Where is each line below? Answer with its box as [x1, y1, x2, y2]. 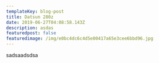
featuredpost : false [6, 30, 57, 36]
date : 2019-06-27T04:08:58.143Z [6, 19, 85, 25]
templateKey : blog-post [6, 8, 65, 15]
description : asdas [6, 24, 54, 31]
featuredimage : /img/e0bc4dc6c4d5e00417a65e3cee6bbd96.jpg [6, 36, 154, 41]
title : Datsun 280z [6, 14, 54, 20]
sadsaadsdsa [6, 52, 38, 58]
